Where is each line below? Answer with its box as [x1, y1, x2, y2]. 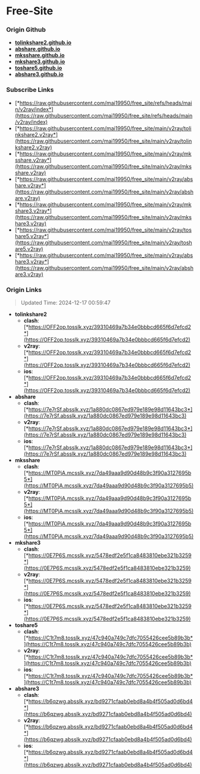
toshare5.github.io [14, 64, 62, 72]
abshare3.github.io [14, 70, 64, 78]
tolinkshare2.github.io [14, 39, 71, 46]
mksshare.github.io [14, 52, 65, 59]
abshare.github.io [14, 45, 61, 53]
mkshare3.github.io [14, 58, 65, 65]
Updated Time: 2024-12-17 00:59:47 [20, 299, 111, 306]
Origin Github [6, 26, 46, 34]
